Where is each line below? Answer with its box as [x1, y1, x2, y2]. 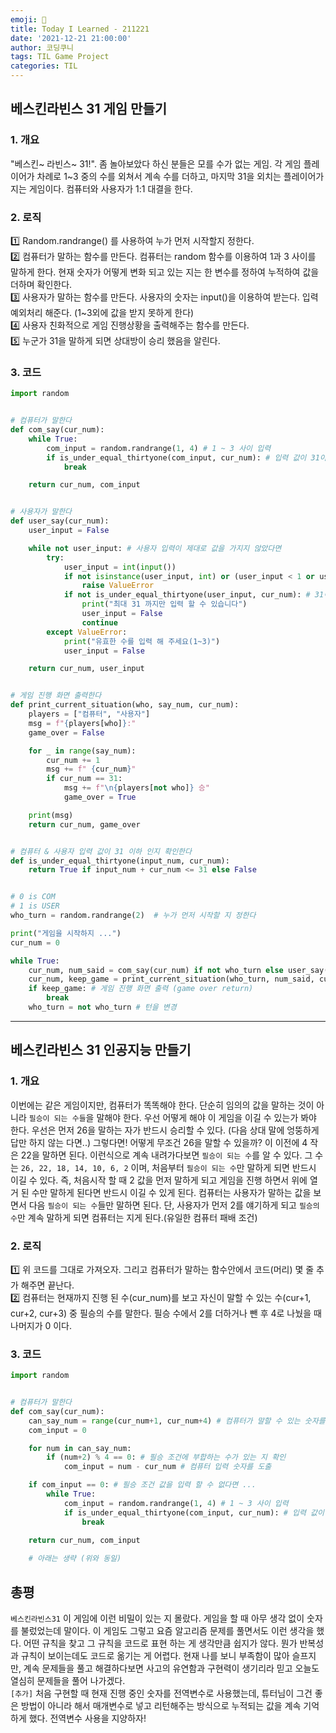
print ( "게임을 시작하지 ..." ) [10, 928, 122, 938]
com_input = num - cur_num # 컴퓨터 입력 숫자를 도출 [63, 1462, 272, 1472]
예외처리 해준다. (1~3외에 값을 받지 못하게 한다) [10, 306, 195, 318]
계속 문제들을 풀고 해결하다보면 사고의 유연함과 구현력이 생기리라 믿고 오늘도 [23, 1662, 320, 1674]
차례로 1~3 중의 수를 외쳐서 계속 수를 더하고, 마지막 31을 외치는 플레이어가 [36, 170, 325, 182]
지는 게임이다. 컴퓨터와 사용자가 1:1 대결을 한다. [10, 182, 193, 195]
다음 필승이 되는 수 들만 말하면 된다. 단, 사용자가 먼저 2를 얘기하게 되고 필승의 [28, 1199, 320, 1211]
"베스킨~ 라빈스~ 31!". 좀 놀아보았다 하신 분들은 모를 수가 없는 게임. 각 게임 [10, 157, 302, 170]
